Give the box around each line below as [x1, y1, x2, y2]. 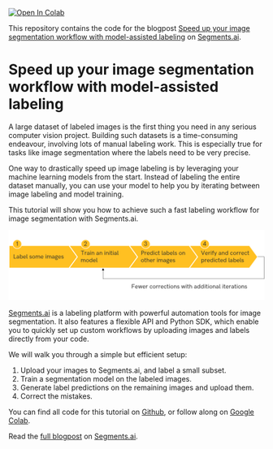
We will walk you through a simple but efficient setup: [8, 349, 188, 359]
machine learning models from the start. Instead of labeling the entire [8, 171, 240, 182]
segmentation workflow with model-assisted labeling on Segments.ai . [8, 32, 241, 41]
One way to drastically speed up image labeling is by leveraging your [8, 163, 240, 173]
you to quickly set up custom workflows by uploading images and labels [8, 325, 250, 335]
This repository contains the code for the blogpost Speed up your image [8, 24, 250, 32]
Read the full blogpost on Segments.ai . [8, 431, 138, 441]
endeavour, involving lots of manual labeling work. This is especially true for [8, 139, 262, 149]
